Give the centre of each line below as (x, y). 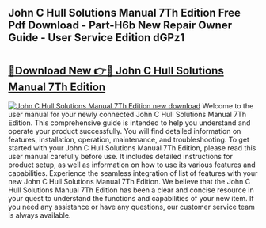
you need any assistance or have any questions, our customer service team (131, 207)
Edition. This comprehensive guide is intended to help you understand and (129, 123)
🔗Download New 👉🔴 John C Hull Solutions (116, 70)
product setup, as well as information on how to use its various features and (132, 165)
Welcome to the (228, 106)
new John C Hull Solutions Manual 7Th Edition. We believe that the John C (129, 182)
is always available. (40, 215)
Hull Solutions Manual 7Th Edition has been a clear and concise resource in (131, 190)
